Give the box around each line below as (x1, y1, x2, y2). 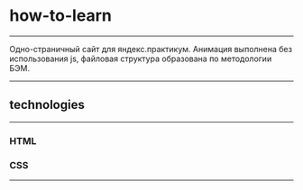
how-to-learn (9, 5, 113, 26)
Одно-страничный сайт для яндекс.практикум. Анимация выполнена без (9, 43, 293, 54)
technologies (9, 97, 86, 113)
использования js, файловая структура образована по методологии (9, 53, 272, 64)
